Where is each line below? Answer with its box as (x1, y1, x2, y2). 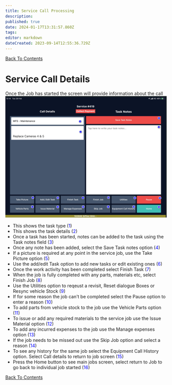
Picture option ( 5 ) (12, 255, 50, 261)
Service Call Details (5, 73, 91, 85)
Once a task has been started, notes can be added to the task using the (12, 234, 164, 240)
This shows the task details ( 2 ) (12, 228, 78, 234)
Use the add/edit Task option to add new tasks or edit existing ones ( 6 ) (12, 261, 163, 267)
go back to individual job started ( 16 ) (12, 364, 91, 371)
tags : (5, 30, 17, 35)
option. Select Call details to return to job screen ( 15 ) (12, 354, 124, 360)
